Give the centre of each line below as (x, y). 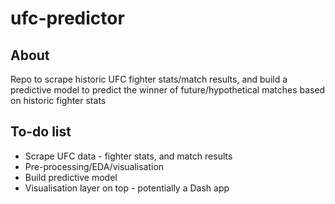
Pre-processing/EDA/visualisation (94, 166)
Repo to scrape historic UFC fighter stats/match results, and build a (149, 79)
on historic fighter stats (58, 100)
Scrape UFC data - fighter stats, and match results (128, 156)
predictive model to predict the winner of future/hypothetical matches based (168, 90)
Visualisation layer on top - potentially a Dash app (127, 188)
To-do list (41, 132)
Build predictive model (71, 177)
